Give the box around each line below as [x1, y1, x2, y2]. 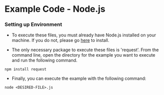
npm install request [4, 67, 47, 72]
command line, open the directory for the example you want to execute [11, 52, 156, 58]
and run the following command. [11, 58, 78, 63]
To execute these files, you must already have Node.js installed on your [11, 32, 156, 38]
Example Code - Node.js [4, 3, 106, 15]
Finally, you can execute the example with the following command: [11, 75, 146, 82]
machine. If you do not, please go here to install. [11, 37, 109, 43]
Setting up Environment [4, 21, 62, 28]
